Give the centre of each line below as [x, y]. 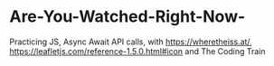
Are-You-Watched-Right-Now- [128, 17]
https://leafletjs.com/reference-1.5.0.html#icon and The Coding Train [137, 51]
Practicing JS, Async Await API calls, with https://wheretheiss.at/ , [131, 42]
